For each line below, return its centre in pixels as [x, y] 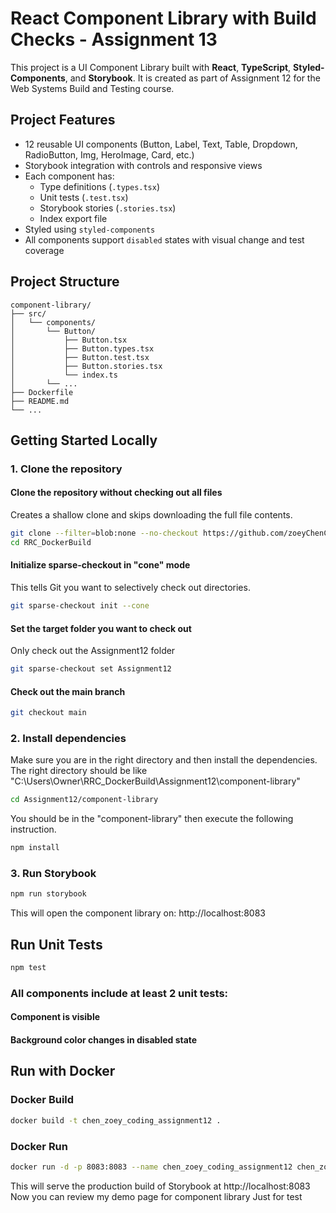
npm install [35, 848]
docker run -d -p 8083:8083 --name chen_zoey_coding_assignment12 [151, 1167]
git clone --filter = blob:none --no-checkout [104, 533]
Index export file [73, 218]
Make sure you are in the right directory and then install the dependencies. [164, 760]
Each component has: [69, 176]
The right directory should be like [79, 771]
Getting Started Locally [84, 440]
